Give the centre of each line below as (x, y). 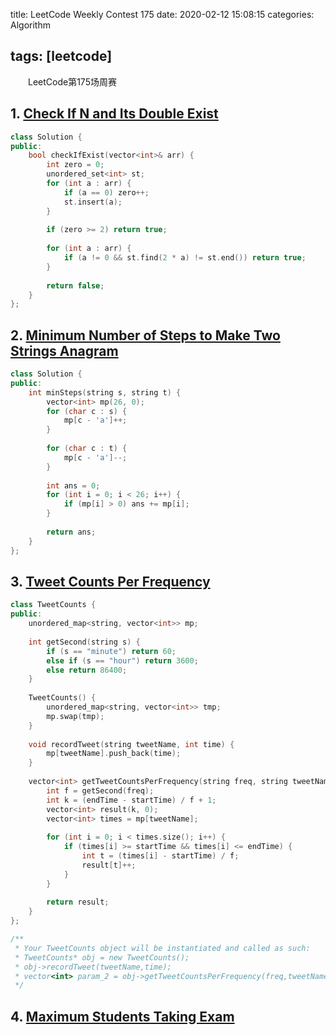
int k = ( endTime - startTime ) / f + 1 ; (131, 800)
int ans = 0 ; (73, 485)
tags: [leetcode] (61, 56)
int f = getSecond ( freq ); (100, 790)
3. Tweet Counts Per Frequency (110, 581)
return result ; (78, 902)
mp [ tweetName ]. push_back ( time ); (114, 754)
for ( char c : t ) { (87, 449)
